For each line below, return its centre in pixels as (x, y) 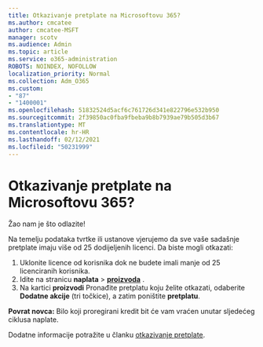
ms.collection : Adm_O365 (49, 81)
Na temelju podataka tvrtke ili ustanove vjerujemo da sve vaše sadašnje (124, 239)
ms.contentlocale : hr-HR (49, 132)
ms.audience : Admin (40, 45)
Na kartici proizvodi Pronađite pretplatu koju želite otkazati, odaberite (132, 288)
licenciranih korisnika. (55, 271)
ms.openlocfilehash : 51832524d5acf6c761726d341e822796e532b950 (114, 111)
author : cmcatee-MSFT (44, 30)
